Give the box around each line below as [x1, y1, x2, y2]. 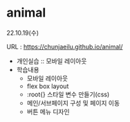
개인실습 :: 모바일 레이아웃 [16, 57, 87, 65]
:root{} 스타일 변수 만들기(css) [26, 90, 110, 98]
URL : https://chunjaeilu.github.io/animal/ [6, 42, 123, 51]
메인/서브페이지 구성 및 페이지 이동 [26, 98, 120, 107]
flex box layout [26, 82, 69, 90]
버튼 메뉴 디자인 [26, 107, 70, 116]
